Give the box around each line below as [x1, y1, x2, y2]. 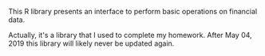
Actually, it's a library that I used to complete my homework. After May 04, [8, 31, 253, 39]
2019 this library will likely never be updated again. [8, 39, 175, 48]
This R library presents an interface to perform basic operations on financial [8, 7, 258, 16]
